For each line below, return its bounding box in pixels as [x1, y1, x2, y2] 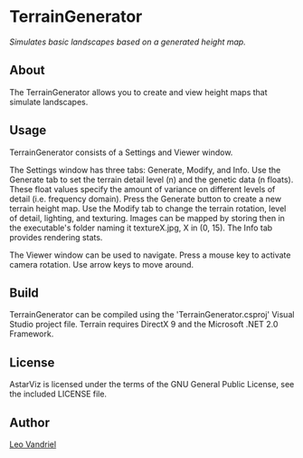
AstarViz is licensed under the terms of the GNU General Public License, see [9, 379, 295, 390]
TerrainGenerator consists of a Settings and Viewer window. [9, 147, 233, 158]
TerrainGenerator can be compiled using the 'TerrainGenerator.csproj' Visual [9, 309, 295, 320]
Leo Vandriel [9, 439, 57, 450]
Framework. [9, 328, 54, 339]
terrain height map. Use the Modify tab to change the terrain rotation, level [9, 202, 287, 214]
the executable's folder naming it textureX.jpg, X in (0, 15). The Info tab [9, 222, 273, 233]
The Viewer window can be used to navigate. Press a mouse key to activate [9, 249, 291, 260]
